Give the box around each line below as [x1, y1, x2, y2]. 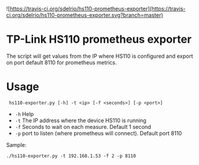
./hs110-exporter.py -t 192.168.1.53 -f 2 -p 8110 [6, 153, 136, 159]
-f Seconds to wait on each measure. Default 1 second [14, 123, 151, 130]
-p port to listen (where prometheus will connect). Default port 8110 [14, 129, 182, 137]
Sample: [6, 141, 27, 148]
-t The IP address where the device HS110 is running [14, 117, 147, 124]
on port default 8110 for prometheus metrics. [6, 58, 118, 66]
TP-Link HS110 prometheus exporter [6, 33, 192, 46]
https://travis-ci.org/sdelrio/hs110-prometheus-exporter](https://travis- [10, 5, 186, 12]
